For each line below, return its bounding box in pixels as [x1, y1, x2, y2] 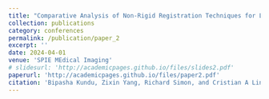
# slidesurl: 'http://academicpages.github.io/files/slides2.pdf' [8, 64, 235, 72]
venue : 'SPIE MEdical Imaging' [8, 57, 113, 65]
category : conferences [8, 26, 84, 34]
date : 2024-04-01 [8, 49, 66, 57]
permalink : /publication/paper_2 [8, 34, 120, 42]
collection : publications [8, 19, 94, 27]
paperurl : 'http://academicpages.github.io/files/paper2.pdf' [8, 71, 220, 79]
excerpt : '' [8, 42, 48, 49]
